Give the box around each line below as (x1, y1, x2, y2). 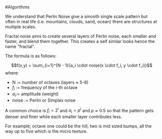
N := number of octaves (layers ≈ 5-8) (12, 80, 89, 85)
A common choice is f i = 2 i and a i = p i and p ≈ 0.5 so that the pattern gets (5, 106, 154, 115)
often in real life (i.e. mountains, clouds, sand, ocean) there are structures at (5, 19, 157, 24)
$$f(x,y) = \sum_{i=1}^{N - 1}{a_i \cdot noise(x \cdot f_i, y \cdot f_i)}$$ (11, 63, 152, 68)
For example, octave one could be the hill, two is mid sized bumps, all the (5, 123, 152, 129)
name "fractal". (5, 44, 36, 49)
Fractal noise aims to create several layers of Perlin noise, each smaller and (5, 34, 156, 39)
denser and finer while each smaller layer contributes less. (5, 114, 123, 120)
